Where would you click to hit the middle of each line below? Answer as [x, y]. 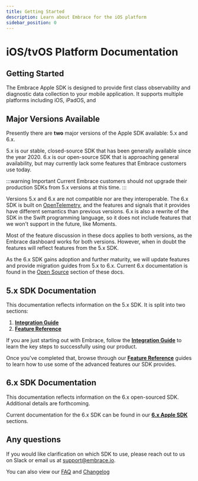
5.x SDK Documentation [51, 290]
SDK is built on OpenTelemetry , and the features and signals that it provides [98, 205]
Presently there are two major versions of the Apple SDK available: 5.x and [97, 133]
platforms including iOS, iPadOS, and [51, 100]
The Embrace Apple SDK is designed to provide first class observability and [98, 88]
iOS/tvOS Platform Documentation [92, 52]
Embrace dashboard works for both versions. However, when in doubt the [96, 242]
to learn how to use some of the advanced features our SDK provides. [91, 364]
